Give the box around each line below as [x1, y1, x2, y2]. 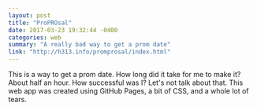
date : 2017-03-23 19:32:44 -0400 [8, 26, 118, 34]
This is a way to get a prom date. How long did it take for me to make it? [8, 70, 241, 79]
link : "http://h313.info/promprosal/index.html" [8, 48, 171, 56]
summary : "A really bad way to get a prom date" [8, 41, 171, 49]
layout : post [8, 11, 51, 20]
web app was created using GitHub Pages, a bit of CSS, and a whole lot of [8, 86, 250, 95]
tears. [8, 95, 28, 104]
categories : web [8, 33, 61, 42]
